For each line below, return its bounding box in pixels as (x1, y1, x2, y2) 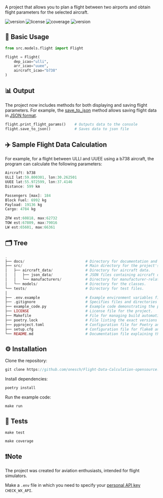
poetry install (5, 385, 36, 390)
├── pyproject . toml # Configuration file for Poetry (5, 322, 153, 327)
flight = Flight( (5, 55, 40, 59)
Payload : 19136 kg (5, 202, 42, 207)
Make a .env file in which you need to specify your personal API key (5, 482, 141, 488)
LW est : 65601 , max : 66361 (5, 225, 55, 230)
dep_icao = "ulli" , (14, 59, 49, 64)
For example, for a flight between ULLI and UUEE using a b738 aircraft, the (5, 156, 154, 162)
